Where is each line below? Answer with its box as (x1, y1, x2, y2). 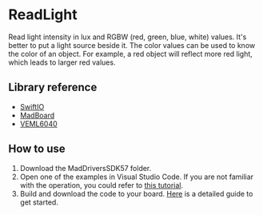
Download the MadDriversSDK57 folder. (19, 163, 152, 173)
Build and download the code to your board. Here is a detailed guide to (19, 189, 253, 198)
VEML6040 (19, 118, 58, 129)
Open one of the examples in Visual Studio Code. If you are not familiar (19, 172, 254, 181)
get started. (19, 197, 58, 207)
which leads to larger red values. (8, 58, 116, 67)
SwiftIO (19, 102, 45, 111)
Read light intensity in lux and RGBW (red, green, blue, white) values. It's (8, 32, 247, 42)
